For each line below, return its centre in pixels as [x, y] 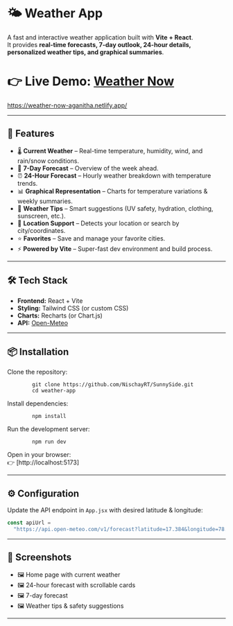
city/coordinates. [41, 230]
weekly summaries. [45, 201]
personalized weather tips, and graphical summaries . [86, 52]
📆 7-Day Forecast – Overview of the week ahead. [88, 168]
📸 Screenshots [40, 558]
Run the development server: [49, 429]
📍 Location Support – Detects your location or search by [98, 223]
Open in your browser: [39, 455]
